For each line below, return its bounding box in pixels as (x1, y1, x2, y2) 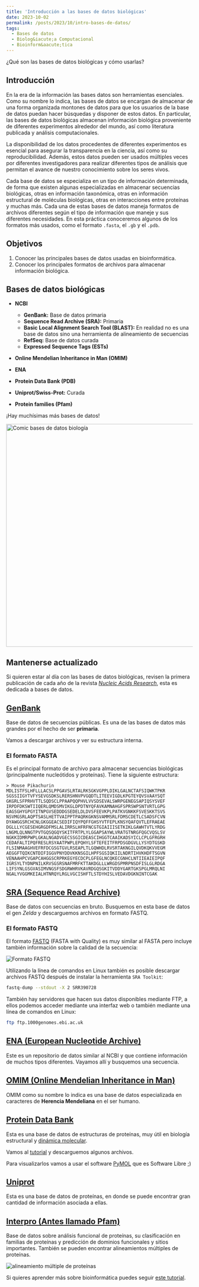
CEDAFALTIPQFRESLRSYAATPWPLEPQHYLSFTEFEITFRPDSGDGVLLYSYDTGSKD (6, 840, 166, 846)
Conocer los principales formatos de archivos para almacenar (14, 261, 166, 268)
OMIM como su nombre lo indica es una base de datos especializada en (6, 1091, 182, 1098)
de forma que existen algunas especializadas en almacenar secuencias (6, 184, 180, 191)
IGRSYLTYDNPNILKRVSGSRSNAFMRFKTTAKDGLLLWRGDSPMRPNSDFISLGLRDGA (6, 861, 166, 867)
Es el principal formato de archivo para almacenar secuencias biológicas (6, 765, 184, 772)
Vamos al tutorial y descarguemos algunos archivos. (6, 1148, 134, 1156)
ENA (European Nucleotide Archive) (6, 1036, 142, 1046)
